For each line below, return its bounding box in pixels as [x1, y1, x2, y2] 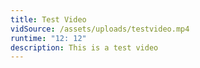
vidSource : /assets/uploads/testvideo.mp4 [10, 24, 190, 34]
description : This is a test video [10, 42, 159, 53]
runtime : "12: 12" [10, 33, 87, 43]
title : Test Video [10, 14, 87, 25]
